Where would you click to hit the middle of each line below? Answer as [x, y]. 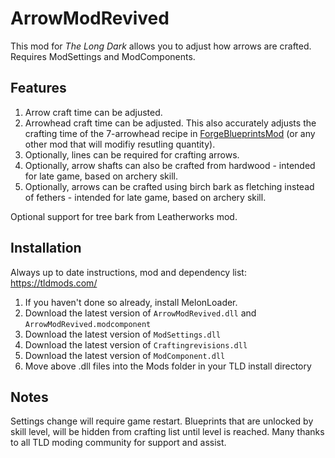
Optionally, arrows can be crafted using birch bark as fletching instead [169, 186]
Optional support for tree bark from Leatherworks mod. [124, 216]
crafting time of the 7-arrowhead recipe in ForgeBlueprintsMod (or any [170, 133]
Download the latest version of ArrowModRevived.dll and [140, 313]
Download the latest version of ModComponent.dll [125, 355]
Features [38, 88]
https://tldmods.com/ [54, 283]
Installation [46, 248]
